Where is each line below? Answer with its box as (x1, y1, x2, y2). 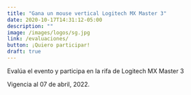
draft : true (7, 49, 41, 55)
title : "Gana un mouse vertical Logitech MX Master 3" (7, 10, 167, 17)
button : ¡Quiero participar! (7, 42, 90, 49)
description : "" (7, 23, 53, 29)
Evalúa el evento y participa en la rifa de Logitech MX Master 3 (7, 66, 184, 75)
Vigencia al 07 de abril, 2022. (7, 80, 90, 88)
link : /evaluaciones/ (7, 36, 69, 42)
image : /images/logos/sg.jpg (7, 29, 90, 36)
